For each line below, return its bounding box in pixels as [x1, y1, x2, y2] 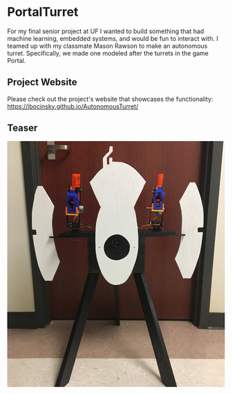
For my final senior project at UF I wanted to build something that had [7, 27, 204, 35]
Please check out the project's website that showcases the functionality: [7, 95, 213, 103]
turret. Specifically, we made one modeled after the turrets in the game [7, 49, 209, 57]
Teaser [7, 122, 38, 134]
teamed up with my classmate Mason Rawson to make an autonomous [7, 41, 208, 50]
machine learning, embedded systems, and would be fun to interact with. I [7, 34, 219, 42]
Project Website [7, 77, 77, 88]
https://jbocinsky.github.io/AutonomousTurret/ [7, 102, 139, 111]
